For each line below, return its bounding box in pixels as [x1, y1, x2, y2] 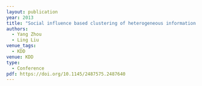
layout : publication [6, 8, 59, 15]
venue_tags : [6, 43, 36, 49]
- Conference [11, 65, 45, 71]
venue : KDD [6, 54, 34, 60]
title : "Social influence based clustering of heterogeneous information [6, 20, 197, 26]
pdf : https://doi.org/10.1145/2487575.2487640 [6, 71, 126, 77]
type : [6, 59, 20, 65]
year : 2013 [6, 15, 34, 21]
